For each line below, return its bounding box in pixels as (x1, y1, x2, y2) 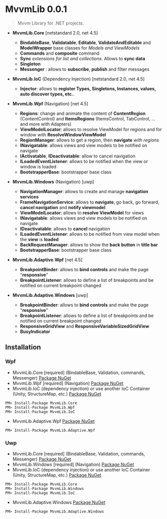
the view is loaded (20, 236, 59, 242)
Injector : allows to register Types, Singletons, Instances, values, (20, 85, 156, 91)
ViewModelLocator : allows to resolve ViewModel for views (20, 210, 144, 216)
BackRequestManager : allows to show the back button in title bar (20, 242, 158, 248)
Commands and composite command (20, 50, 99, 56)
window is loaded (20, 163, 57, 169)
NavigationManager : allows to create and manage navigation (20, 188, 149, 194)
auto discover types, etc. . (20, 91, 75, 97)
